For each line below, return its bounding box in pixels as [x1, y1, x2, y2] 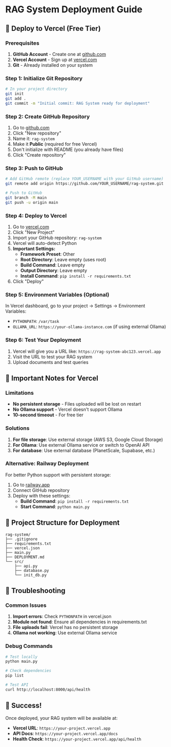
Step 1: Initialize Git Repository [5, 74, 83, 82]
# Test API [5, 682, 29, 687]
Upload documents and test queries [12, 359, 89, 365]
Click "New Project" [12, 229, 55, 235]
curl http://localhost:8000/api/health [5, 687, 91, 692]
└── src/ [5, 559, 24, 564]
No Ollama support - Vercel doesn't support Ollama [12, 407, 123, 413]
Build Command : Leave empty [20, 262, 85, 268]
